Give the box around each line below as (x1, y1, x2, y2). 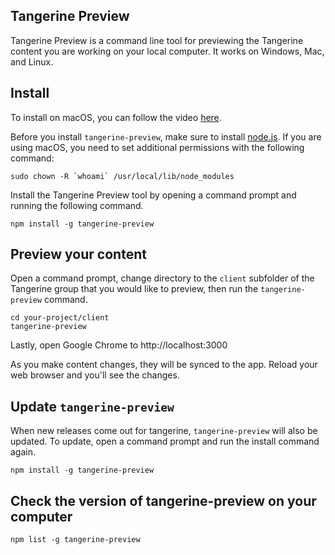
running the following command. (10, 199, 144, 211)
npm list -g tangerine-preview (10, 535, 141, 545)
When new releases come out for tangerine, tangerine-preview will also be (10, 425, 318, 437)
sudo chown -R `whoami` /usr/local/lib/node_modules (10, 171, 235, 181)
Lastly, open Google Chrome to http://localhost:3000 (10, 339, 228, 351)
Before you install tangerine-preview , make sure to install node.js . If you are (10, 130, 322, 143)
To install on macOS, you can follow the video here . (10, 111, 222, 123)
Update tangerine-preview (10, 398, 175, 415)
